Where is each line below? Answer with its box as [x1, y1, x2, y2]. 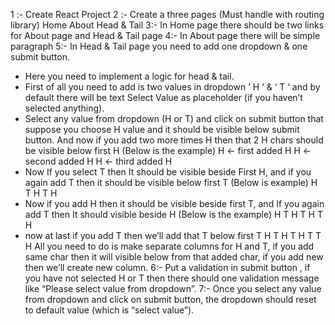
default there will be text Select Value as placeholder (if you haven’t [24, 92, 303, 103]
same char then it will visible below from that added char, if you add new [24, 251, 324, 263]
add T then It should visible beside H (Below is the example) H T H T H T [24, 209, 323, 220]
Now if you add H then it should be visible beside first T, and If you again [24, 198, 325, 209]
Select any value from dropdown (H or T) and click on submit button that [24, 113, 324, 124]
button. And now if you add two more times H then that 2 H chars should [24, 134, 324, 146]
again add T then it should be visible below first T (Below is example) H [24, 177, 318, 188]
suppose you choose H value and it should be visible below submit [24, 124, 300, 135]
